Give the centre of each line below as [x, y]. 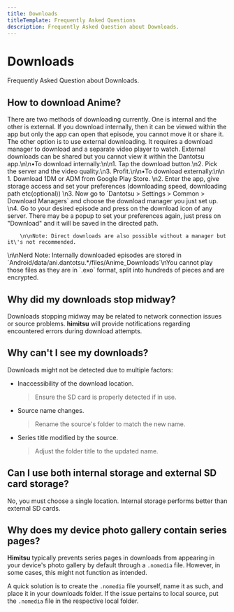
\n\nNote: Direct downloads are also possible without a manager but [123, 236]
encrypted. [23, 277]
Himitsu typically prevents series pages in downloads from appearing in [111, 558]
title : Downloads [32, 14]
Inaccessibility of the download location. [75, 383]
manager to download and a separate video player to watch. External [107, 149]
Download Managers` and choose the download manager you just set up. [113, 201]
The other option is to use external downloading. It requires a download [110, 142]
